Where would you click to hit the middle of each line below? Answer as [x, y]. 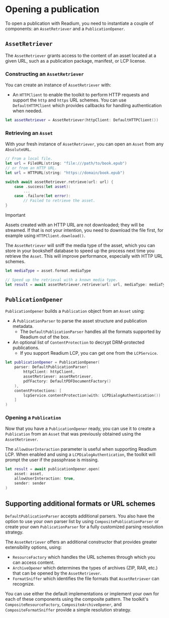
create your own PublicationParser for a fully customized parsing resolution [84, 527]
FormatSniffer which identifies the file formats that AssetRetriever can [86, 578]
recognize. [24, 584]
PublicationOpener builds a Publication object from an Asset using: [75, 311]
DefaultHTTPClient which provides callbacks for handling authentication [87, 106]
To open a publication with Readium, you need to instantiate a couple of [79, 23]
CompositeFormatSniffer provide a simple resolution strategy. [68, 609]
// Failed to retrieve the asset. [59, 201]
